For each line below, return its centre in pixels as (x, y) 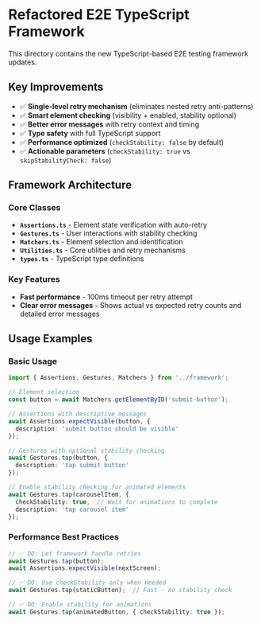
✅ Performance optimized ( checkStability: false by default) (122, 142)
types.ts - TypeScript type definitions (82, 259)
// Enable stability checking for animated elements (97, 487)
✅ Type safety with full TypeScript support (90, 133)
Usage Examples (50, 339)
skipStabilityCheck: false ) (65, 160)
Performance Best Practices (63, 537)
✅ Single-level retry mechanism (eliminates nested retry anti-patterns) (136, 106)
